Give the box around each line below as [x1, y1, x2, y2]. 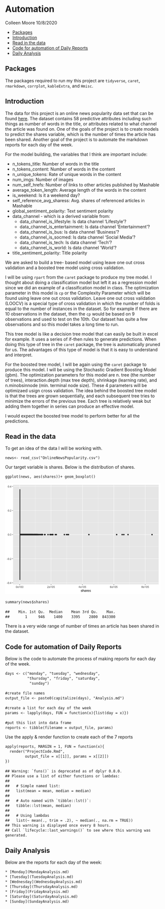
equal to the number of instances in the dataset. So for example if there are [5, 306, 158, 312]
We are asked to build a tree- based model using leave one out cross [5, 259, 145, 265]
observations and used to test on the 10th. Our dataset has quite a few [5, 316, 148, 322]
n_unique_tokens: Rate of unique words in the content [12, 171, 122, 177]
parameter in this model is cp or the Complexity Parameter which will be [5, 290, 151, 296]
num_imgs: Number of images [12, 176, 74, 182]
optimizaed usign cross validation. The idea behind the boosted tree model [5, 387, 157, 393]
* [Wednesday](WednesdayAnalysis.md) [5, 879, 83, 884]
